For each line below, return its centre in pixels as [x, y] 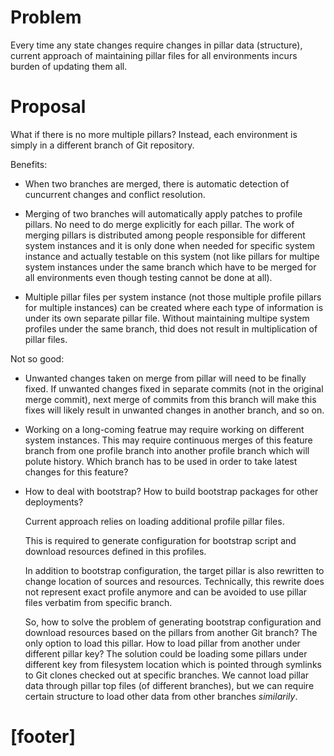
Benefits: [29, 164]
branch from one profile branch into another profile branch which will [167, 450]
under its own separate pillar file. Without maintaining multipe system [167, 318]
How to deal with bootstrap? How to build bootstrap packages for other [171, 491]
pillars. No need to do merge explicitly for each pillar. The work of [159, 224]
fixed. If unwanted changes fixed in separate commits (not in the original [174, 388]
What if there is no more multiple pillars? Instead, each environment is [154, 134]
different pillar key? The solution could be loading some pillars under [166, 653]
